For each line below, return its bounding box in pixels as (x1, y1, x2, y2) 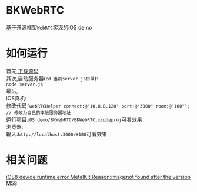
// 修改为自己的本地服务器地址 (6, 110, 72, 116)
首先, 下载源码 (6, 67, 39, 74)
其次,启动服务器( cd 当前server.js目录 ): (6, 74, 98, 82)
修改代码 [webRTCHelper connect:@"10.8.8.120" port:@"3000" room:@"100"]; (6, 102, 190, 109)
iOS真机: (6, 95, 27, 102)
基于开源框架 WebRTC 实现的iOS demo (6, 24, 92, 31)
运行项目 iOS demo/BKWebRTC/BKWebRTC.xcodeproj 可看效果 (6, 116, 142, 123)
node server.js (6, 81, 44, 87)
